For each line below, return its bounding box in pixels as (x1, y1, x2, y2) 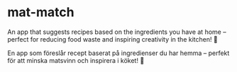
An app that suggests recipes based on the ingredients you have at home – (7, 28, 226, 36)
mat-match (7, 4, 75, 20)
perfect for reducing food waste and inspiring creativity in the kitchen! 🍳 (7, 35, 218, 43)
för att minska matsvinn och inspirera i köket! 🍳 (7, 56, 145, 64)
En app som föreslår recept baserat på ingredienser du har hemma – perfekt (7, 49, 230, 57)
